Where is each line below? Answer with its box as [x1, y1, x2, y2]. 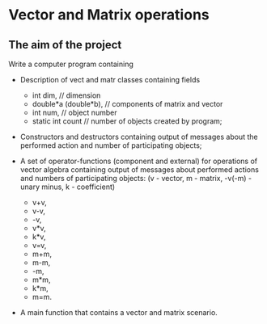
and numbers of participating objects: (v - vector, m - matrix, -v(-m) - [19, 174, 252, 183]
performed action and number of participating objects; [19, 141, 202, 150]
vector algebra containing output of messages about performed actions [19, 165, 259, 175]
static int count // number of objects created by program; [32, 116, 222, 126]
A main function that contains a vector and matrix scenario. [19, 308, 218, 317]
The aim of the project [8, 38, 122, 52]
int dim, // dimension [32, 90, 101, 100]
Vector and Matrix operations [8, 6, 210, 24]
